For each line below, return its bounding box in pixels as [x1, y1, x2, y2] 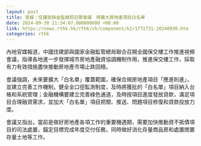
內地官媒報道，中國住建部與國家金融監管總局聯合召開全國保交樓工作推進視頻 [6, 48, 195, 56]
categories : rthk [6, 31, 50, 37]
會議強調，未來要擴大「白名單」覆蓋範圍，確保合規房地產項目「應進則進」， [6, 76, 193, 83]
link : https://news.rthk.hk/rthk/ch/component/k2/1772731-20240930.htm [6, 25, 188, 32]
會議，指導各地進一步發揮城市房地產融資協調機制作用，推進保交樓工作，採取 [6, 56, 195, 63]
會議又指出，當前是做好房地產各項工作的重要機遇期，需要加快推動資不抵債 [6, 118, 190, 126]
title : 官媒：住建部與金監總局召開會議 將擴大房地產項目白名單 [6, 14, 145, 20]
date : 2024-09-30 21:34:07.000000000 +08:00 [6, 20, 119, 26]
